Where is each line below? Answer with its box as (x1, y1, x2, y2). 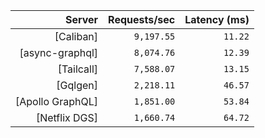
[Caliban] (54, 30, 99, 43)
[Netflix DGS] (35, 111, 99, 124)
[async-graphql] (19, 46, 99, 59)
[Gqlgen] (56, 79, 99, 92)
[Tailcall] (57, 62, 99, 76)
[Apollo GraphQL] (15, 95, 99, 108)
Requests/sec (108, 13, 176, 26)
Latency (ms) (184, 13, 250, 26)
